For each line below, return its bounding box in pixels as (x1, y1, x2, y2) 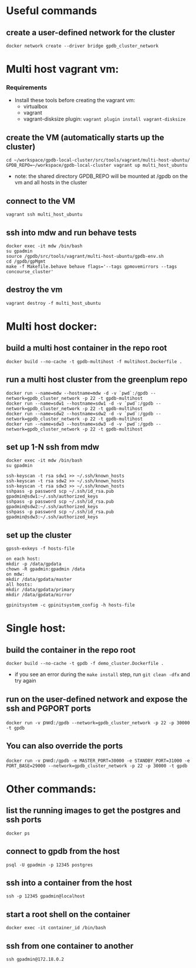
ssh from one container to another (6, 941, 134, 951)
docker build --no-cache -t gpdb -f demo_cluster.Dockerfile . (6, 661, 164, 667)
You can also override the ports (6, 741, 123, 751)
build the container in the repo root (6, 645, 136, 655)
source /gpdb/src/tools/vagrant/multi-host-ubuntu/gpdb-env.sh (6, 253, 164, 259)
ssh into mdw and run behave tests (6, 227, 137, 237)
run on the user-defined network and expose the (6, 694, 188, 704)
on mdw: (6, 572, 25, 577)
